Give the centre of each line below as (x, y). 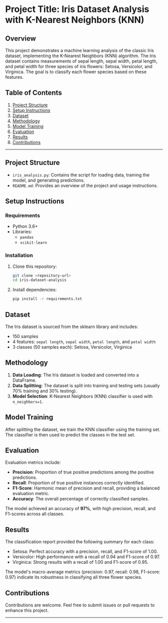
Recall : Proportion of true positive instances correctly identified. (78, 483)
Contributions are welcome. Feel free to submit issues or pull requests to (80, 605)
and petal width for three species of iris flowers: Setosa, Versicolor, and (79, 66)
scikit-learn (33, 243)
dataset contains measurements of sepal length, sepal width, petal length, (81, 61)
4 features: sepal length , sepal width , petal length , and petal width (84, 342)
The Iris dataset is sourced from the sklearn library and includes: (72, 327)
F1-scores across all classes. (35, 514)
